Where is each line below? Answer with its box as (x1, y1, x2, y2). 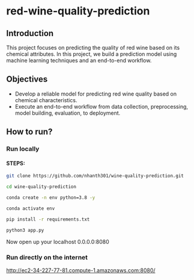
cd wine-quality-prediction (6, 184, 77, 190)
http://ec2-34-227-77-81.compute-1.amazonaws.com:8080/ (6, 266, 156, 274)
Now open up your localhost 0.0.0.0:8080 (6, 238, 109, 245)
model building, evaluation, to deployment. (14, 109, 121, 117)
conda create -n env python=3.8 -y (6, 195, 95, 201)
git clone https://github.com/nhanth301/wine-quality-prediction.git (6, 173, 184, 179)
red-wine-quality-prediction (6, 4, 150, 18)
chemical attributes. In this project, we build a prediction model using (6, 50, 177, 58)
